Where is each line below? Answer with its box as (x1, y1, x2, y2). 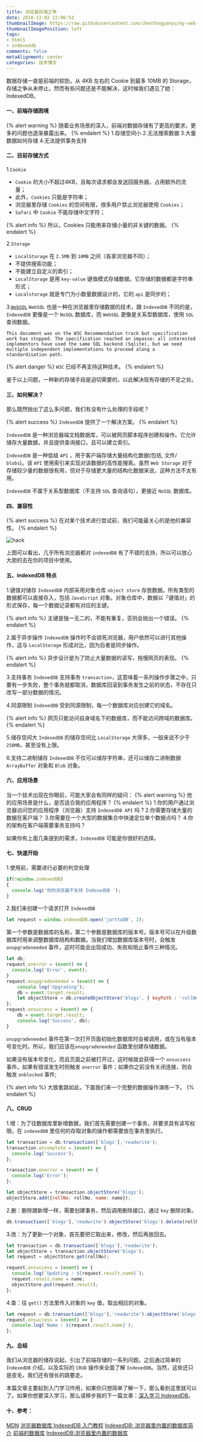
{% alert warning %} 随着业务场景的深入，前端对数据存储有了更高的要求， (6, 122, 191, 129)
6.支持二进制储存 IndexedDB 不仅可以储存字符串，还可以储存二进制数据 (6, 754, 181, 761)
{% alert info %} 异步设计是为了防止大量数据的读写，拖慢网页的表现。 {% (6, 654, 189, 661)
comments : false (6, 48, 47, 55)
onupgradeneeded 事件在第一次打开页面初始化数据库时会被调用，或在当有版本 (6, 1035, 197, 1042)
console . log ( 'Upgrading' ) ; (17, 984, 85, 990)
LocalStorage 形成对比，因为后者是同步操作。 (28, 641, 143, 648)
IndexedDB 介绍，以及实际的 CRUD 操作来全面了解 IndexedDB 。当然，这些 (6, 1364, 183, 1371)
